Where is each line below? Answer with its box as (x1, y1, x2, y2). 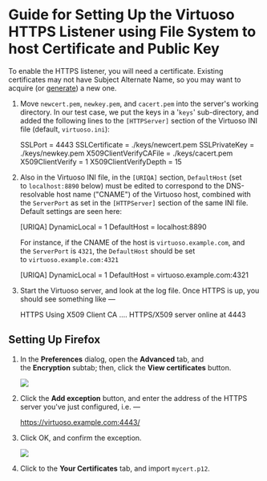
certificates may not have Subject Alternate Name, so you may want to (8, 75, 241, 84)
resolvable (19, 189, 55, 199)
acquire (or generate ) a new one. (8, 83, 117, 93)
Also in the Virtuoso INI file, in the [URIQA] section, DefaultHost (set (19, 172, 242, 182)
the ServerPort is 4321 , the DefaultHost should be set (19, 246, 196, 256)
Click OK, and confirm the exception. (19, 433, 142, 443)
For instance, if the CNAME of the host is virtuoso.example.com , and (19, 237, 245, 247)
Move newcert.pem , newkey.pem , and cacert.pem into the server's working (19, 99, 259, 108)
